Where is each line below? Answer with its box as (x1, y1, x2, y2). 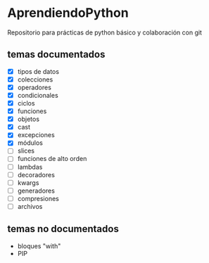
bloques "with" (17, 241, 61, 250)
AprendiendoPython (7, 5, 129, 21)
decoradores (17, 170, 55, 179)
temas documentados (7, 49, 106, 60)
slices (17, 146, 35, 155)
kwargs (17, 178, 39, 187)
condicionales (17, 91, 58, 99)
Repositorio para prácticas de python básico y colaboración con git (7, 28, 203, 37)
